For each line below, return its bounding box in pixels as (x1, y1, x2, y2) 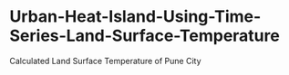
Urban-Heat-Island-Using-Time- (9, 6, 262, 27)
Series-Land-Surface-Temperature (9, 25, 280, 46)
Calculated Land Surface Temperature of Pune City (9, 55, 202, 66)
